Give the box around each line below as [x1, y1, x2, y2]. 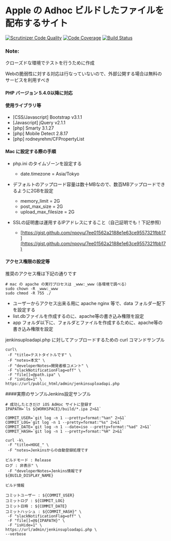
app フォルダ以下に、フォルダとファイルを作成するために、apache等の [12, 319, 163, 326]
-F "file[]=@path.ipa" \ [7, 372, 60, 378]
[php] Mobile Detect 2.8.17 [12, 131, 68, 137]
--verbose [5, 532, 27, 537]
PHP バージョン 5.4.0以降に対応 [5, 90, 73, 96]
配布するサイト [5, 17, 68, 29]
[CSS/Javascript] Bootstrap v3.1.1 [12, 114, 83, 120]
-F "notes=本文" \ [7, 358, 45, 363]
